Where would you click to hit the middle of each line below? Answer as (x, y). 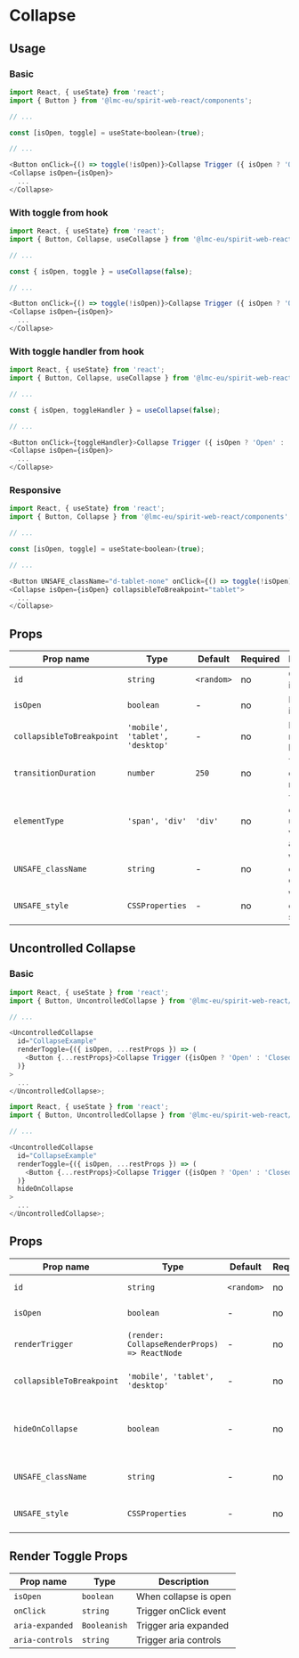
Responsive (35, 490)
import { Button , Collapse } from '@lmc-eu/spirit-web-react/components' (149, 517)
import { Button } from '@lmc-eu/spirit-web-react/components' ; (131, 100)
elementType (39, 821)
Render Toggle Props (69, 1556)
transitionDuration (55, 773)
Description (184, 1581)
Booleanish (105, 1625)
